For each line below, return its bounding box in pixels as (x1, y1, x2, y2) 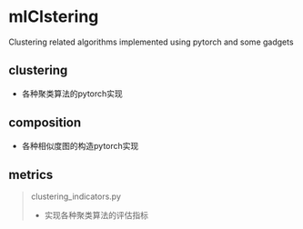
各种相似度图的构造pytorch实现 (21, 140, 139, 151)
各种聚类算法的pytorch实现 (21, 88, 124, 99)
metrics (8, 166, 54, 183)
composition (8, 115, 82, 131)
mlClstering (8, 6, 99, 27)
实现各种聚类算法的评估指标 (44, 210, 149, 221)
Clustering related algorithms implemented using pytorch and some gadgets (8, 36, 294, 47)
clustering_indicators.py (30, 191, 122, 202)
